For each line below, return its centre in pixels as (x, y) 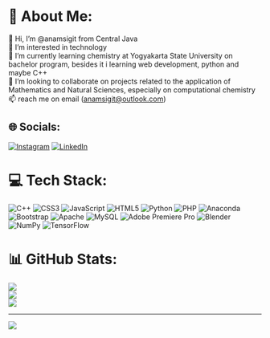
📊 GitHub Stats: (63, 259)
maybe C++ (28, 72)
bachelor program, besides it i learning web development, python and (124, 64)
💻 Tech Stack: (58, 180)
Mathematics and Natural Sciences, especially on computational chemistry (132, 90)
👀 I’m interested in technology (57, 47)
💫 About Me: (51, 16)
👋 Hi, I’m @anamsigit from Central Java (73, 39)
